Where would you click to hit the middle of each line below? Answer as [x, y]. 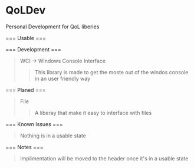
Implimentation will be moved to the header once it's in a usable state [104, 158]
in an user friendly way [63, 78]
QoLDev [25, 10]
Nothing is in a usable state [53, 136]
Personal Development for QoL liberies [52, 27]
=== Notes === [24, 147]
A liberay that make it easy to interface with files [93, 113]
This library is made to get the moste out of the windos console [111, 72]
